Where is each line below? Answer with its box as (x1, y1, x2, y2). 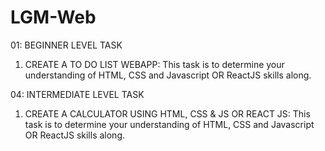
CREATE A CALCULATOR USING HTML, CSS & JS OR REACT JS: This (24, 107, 311, 120)
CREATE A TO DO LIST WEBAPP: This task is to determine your (24, 58, 285, 70)
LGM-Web (10, 6, 97, 29)
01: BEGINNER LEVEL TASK (10, 39, 123, 51)
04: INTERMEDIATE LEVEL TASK (10, 88, 145, 100)
